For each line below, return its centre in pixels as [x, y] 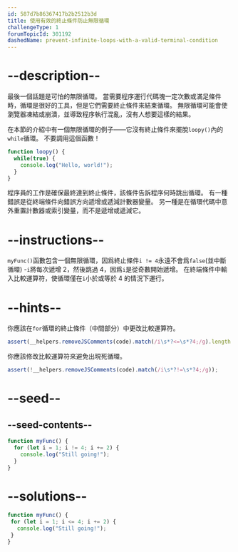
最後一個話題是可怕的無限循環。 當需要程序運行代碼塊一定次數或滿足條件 [114, 96]
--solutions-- [47, 496]
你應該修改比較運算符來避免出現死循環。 [67, 357]
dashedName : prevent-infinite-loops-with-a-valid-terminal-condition [113, 41]
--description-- [54, 76]
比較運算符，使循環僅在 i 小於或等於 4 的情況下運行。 [91, 278]
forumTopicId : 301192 [40, 34]
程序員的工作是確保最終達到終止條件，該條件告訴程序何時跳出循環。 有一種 [118, 193]
